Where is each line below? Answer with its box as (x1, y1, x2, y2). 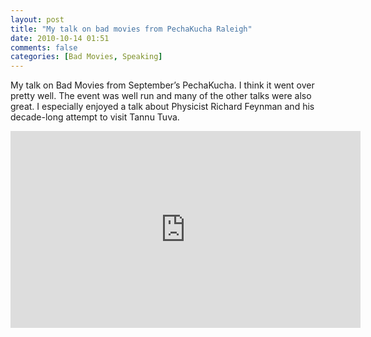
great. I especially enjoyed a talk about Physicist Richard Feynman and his (10, 101, 315, 113)
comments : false (10, 42, 78, 53)
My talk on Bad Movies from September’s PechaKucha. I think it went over (10, 79, 315, 91)
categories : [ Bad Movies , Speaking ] (10, 52, 163, 62)
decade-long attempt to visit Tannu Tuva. (10, 111, 180, 123)
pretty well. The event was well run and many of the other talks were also (10, 90, 312, 102)
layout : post (10, 14, 65, 25)
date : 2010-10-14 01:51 (10, 33, 110, 43)
